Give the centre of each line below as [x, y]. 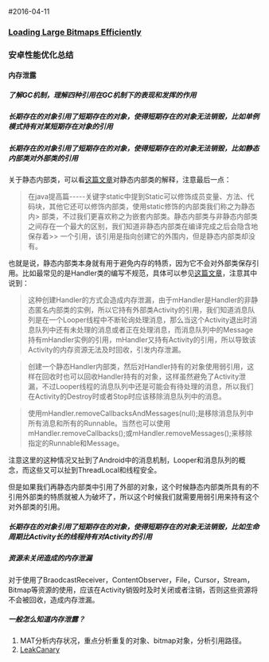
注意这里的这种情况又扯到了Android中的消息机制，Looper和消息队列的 [123, 460]
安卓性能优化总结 [41, 55]
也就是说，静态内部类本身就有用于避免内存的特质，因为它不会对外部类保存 [130, 263]
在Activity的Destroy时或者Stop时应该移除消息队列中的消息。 [127, 396]
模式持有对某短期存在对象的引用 [60, 127]
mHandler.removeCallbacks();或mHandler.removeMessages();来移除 [140, 434]
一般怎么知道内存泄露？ [47, 619]
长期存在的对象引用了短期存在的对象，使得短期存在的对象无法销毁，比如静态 [134, 148]
